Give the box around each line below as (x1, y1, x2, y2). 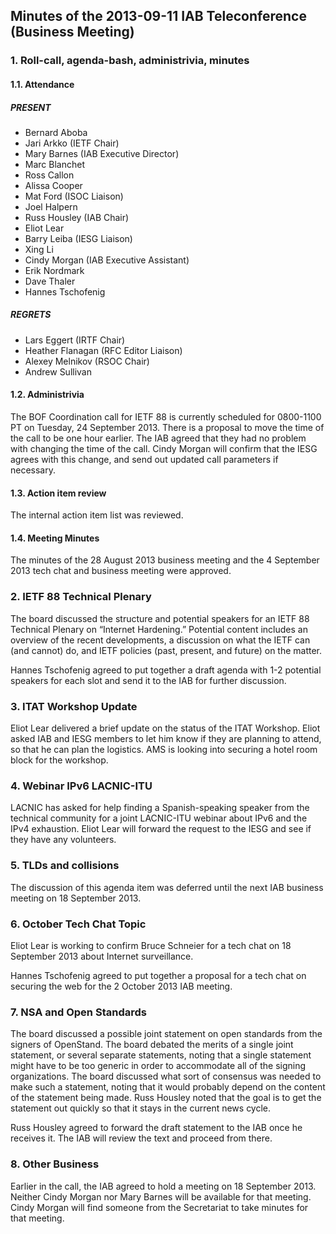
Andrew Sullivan (24, 365, 93, 378)
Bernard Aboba (24, 126, 88, 138)
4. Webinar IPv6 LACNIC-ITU (10, 779, 153, 793)
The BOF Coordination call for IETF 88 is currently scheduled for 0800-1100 (10, 411, 322, 423)
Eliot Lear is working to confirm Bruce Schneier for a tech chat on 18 (10, 939, 292, 951)
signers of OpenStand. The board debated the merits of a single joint (10, 1039, 294, 1051)
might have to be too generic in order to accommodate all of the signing (10, 1060, 307, 1072)
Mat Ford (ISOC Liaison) (24, 190, 124, 202)
